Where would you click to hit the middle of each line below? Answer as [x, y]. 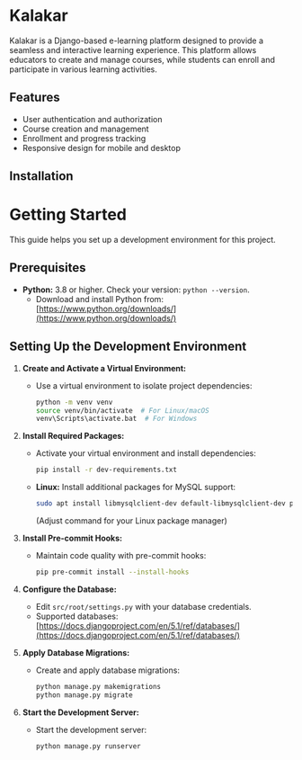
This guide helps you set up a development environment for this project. [142, 240]
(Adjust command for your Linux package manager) [131, 521]
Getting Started [68, 215]
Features [35, 98]
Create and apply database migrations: [107, 670]
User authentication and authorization [93, 119]
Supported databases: [77, 616]
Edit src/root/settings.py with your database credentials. [143, 606]
